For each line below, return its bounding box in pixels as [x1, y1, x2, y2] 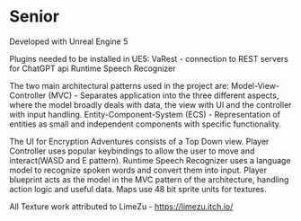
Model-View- [230, 80, 280, 91]
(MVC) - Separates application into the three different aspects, [48, 90, 279, 101]
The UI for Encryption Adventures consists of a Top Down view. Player [9, 136, 270, 146]
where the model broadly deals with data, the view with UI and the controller [9, 99, 292, 110]
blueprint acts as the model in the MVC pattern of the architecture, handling [9, 173, 289, 185]
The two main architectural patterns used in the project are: [9, 80, 229, 91]
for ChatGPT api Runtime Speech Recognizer [9, 63, 176, 74]
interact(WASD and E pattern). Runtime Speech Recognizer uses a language [9, 155, 291, 165]
